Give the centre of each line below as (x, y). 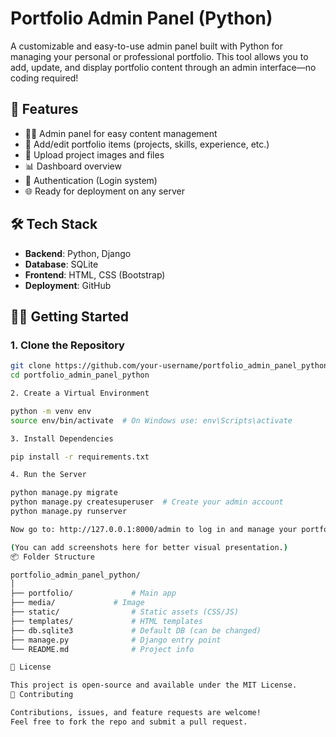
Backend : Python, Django (78, 253)
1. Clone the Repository (67, 345)
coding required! (44, 78)
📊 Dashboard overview (73, 166)
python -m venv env (51, 411)
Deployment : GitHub (68, 285)
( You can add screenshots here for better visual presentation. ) (149, 547)
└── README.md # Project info (102, 649)
